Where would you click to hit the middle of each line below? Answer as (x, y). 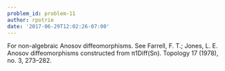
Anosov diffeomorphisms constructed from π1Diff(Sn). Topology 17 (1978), (113, 53)
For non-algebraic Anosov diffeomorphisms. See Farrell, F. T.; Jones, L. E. (112, 46)
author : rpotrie (30, 20)
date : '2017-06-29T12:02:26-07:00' (58, 26)
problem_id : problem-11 (42, 13)
